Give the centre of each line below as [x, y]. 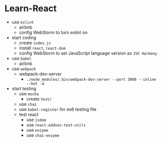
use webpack [24, 68]
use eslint [23, 22]
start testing [24, 88]
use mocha [29, 94]
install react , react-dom [42, 48]
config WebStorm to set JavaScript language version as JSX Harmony [88, 53]
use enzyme [37, 130]
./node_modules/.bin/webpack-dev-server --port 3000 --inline [91, 79]
